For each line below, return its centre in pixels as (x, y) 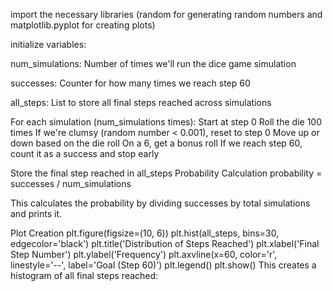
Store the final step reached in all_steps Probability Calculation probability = (166, 173)
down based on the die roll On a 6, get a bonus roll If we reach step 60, (156, 143)
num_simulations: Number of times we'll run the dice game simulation (153, 63)
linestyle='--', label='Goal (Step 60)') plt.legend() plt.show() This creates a (163, 265)
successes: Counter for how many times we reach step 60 (130, 83)
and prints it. (36, 213)
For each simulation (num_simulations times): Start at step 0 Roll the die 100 (166, 122)
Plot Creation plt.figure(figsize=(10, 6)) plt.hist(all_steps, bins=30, (145, 233)
